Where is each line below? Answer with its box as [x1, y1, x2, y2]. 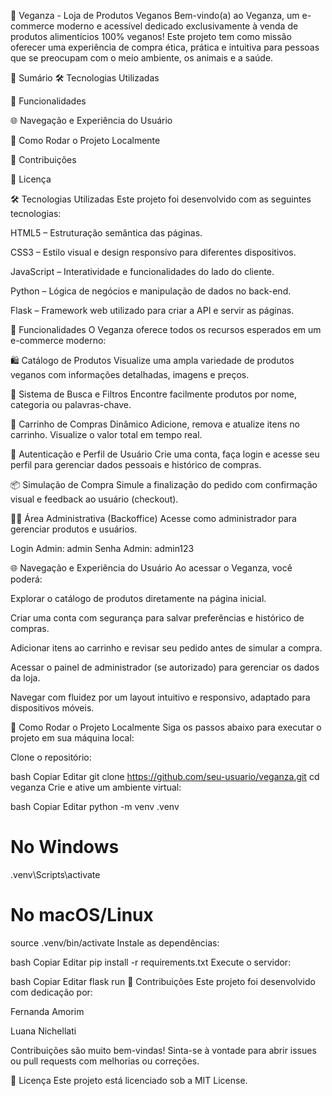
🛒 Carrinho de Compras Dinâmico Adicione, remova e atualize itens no [10, 418, 300, 430]
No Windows [10, 836, 120, 859]
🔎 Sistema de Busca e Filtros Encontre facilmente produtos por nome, [10, 388, 297, 400]
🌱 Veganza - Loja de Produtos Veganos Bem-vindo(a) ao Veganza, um [10, 10, 300, 21]
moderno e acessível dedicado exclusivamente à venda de [56, 20, 299, 32]
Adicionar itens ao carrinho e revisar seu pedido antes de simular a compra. [10, 642, 323, 654]
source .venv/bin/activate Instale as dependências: [10, 936, 220, 949]
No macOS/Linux [10, 904, 154, 927]
